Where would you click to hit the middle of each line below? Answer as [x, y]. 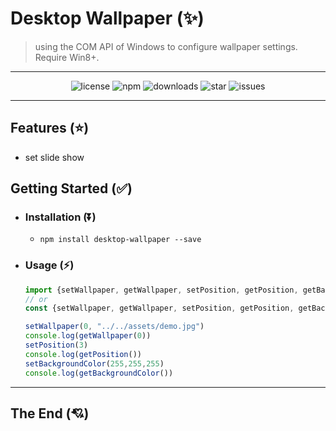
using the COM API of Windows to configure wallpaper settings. [166, 46]
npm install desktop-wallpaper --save [120, 240]
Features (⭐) [50, 128]
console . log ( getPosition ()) [83, 354]
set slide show [54, 157]
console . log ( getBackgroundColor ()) [99, 373]
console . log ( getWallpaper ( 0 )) [88, 336]
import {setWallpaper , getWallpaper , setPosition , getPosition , [161, 290]
